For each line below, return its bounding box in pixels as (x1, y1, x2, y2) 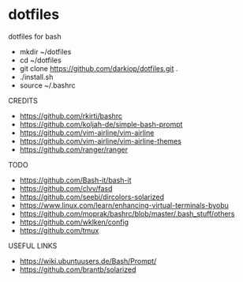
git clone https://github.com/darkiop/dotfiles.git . (19, 63, 178, 73)
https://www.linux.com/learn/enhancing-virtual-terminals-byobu (19, 200, 229, 210)
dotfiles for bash (8, 32, 62, 41)
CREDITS (8, 96, 38, 105)
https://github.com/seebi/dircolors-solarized (19, 192, 164, 201)
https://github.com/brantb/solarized (19, 265, 136, 274)
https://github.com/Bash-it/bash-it (19, 175, 132, 185)
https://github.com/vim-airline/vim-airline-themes (19, 136, 181, 145)
